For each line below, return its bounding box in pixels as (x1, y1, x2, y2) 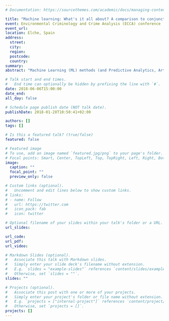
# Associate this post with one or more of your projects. (5, 290, 136, 295)
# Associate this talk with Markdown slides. (5, 257, 107, 262)
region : (10, 49, 26, 54)
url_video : (5, 244, 28, 249)
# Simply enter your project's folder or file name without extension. (5, 294, 163, 299)
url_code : (5, 234, 26, 239)
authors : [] (5, 119, 30, 124)
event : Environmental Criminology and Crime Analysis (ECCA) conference (5, 21, 161, 26)
